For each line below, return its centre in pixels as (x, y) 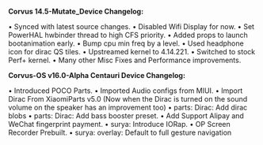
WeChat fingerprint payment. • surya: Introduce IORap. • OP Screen (120, 124)
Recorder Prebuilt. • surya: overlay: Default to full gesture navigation (120, 132)
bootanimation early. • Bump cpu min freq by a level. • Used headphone (126, 43)
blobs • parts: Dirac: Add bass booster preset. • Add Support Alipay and (126, 116)
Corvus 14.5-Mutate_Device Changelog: (76, 11)
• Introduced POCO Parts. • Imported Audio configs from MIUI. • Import (126, 91)
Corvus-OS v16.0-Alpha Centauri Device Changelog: (97, 75)
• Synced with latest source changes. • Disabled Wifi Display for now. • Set (131, 26)
